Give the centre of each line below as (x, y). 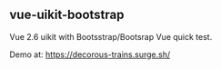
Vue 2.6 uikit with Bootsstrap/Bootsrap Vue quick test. (111, 36)
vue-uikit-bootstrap (67, 15)
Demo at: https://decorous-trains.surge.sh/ (90, 54)
